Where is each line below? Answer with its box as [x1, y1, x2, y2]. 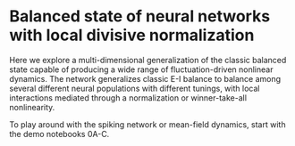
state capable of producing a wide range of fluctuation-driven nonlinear [9, 64, 274, 75]
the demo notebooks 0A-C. [9, 128, 110, 139]
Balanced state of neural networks [9, 6, 271, 27]
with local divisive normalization [9, 25, 255, 45]
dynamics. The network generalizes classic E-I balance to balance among [9, 73, 282, 84]
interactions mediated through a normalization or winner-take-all [9, 92, 248, 103]
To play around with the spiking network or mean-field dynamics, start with [9, 118, 286, 130]
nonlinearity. [9, 101, 55, 112]
